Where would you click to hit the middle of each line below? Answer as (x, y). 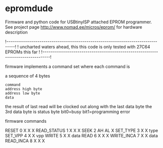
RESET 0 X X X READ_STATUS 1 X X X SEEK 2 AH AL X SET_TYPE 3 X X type (81, 130)
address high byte (24, 89)
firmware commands (26, 121)
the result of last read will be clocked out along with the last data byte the (79, 106)
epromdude (29, 8)
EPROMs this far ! (23, 52)
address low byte (23, 93)
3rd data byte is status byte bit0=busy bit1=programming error (68, 112)
